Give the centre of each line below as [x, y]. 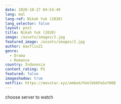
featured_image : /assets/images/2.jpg [45, 42]
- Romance [20, 60]
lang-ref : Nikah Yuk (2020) [34, 19]
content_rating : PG [25, 69]
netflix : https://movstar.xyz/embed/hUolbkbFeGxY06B [60, 83]
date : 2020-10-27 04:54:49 [33, 10]
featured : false [22, 74]
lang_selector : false [27, 23]
